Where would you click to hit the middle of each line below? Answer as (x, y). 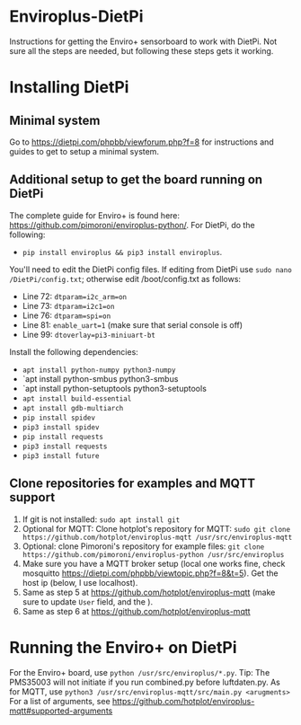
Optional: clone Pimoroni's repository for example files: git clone (143, 546)
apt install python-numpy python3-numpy (99, 370)
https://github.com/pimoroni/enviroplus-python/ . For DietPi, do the (132, 225)
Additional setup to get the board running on (136, 180)
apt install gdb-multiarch (73, 408)
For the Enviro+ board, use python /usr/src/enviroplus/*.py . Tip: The (140, 672)
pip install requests (62, 437)
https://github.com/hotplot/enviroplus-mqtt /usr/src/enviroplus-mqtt (157, 537)
